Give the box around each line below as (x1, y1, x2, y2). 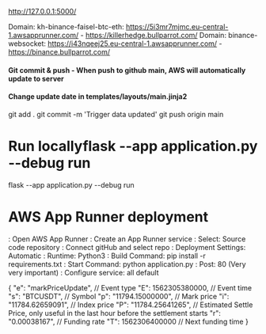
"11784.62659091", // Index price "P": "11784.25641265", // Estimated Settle (8, 300, 253, 309)
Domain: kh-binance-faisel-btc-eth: (8, 22, 124, 31)
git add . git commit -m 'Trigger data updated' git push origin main (8, 109, 224, 119)
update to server (8, 74, 65, 83)
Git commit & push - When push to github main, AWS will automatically (8, 65, 246, 74)
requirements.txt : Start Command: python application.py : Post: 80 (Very (8, 259, 247, 268)
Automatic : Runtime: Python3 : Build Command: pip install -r (8, 251, 206, 260)
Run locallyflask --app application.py (8, 137, 258, 155)
